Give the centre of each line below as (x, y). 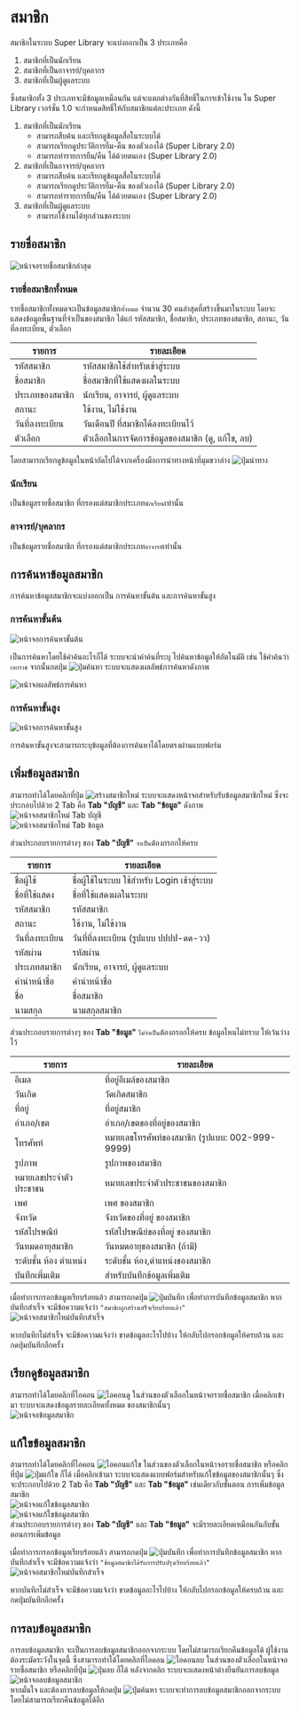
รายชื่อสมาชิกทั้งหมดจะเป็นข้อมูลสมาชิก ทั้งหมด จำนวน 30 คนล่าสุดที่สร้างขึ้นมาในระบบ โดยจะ (143, 308)
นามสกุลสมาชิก (97, 1009)
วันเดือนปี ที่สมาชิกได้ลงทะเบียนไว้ (138, 424)
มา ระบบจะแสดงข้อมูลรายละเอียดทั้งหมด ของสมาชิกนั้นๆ (90, 1404)
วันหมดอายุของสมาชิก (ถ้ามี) (151, 1246)
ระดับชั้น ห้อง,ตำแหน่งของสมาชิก (157, 1260)
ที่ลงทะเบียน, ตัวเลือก (41, 329)
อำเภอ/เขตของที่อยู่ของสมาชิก (152, 1122)
